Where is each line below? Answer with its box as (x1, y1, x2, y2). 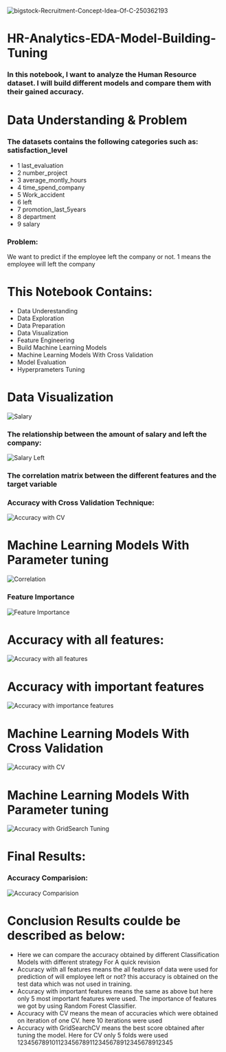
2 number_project (16, 169, 68, 177)
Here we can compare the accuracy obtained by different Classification (16, 950, 220, 958)
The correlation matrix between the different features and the (7, 470, 217, 480)
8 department (16, 212, 56, 220)
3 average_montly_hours (16, 176, 87, 184)
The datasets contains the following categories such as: (7, 137, 199, 147)
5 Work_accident (16, 190, 65, 199)
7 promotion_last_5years (16, 205, 87, 213)
